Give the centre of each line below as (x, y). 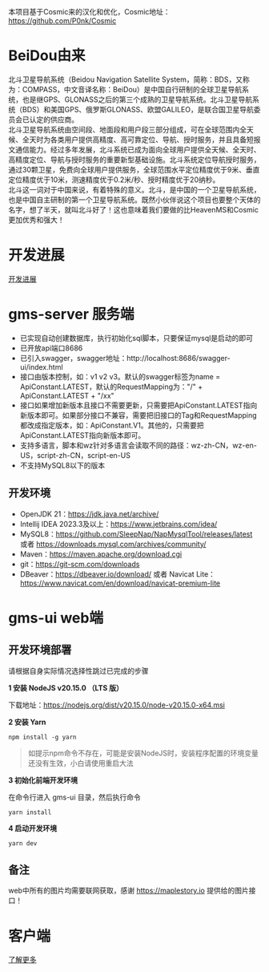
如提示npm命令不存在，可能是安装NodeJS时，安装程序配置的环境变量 (143, 753)
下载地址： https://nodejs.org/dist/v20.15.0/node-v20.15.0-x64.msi (117, 705)
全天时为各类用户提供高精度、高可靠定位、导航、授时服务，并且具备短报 (141, 140)
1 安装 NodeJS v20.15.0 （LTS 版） (66, 687)
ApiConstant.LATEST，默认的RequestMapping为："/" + (111, 387)
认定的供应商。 (54, 119)
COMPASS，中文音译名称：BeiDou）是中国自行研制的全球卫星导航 (132, 89)
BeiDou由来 (47, 56)
